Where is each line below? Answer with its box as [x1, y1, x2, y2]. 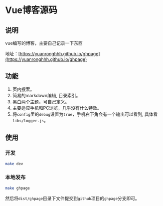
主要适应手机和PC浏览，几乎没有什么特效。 [12, 105, 102, 111]
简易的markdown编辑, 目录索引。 [12, 92, 81, 98]
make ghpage [5, 186, 30, 191]
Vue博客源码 [5, 4, 58, 16]
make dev [5, 161, 23, 166]
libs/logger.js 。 [12, 117, 49, 123]
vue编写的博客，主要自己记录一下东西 [5, 40, 83, 46]
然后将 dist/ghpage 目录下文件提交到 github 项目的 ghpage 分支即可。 [5, 195, 140, 201]
